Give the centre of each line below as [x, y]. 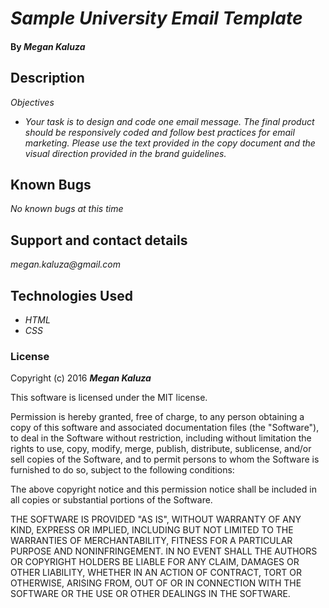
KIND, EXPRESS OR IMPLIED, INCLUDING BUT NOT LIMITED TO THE [152, 530]
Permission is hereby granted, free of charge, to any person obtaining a [157, 417]
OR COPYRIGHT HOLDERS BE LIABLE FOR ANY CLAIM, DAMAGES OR [155, 562]
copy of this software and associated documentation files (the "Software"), [165, 428]
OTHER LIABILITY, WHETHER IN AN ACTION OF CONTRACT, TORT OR [156, 573]
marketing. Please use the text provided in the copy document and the [170, 143]
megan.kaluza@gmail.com [65, 264]
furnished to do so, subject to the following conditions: [122, 470]
